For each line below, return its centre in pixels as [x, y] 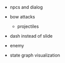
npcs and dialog [26, 7]
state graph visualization [35, 55]
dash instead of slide [31, 36]
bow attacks [22, 17]
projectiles [28, 26]
